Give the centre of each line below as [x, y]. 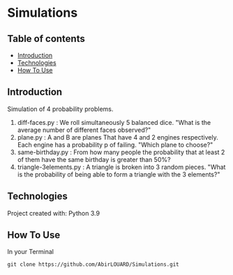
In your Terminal [31, 252]
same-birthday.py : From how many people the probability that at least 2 [121, 152]
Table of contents [46, 39]
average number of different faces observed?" [84, 130]
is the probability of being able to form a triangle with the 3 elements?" [119, 174]
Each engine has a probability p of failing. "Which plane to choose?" [115, 144]
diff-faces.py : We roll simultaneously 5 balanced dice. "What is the [114, 122]
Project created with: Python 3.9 [53, 213]
